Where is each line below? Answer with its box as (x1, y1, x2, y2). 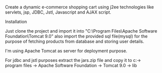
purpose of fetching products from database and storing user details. (5, 38, 144, 44)
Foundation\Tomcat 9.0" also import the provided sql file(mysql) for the (5, 34, 148, 39)
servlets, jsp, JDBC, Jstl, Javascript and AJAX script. (5, 9, 111, 15)
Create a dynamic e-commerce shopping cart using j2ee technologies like (5, 4, 154, 10)
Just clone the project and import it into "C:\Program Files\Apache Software (5, 28, 158, 34)
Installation (5, 19, 27, 24)
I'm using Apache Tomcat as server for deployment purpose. (5, 48, 128, 54)
